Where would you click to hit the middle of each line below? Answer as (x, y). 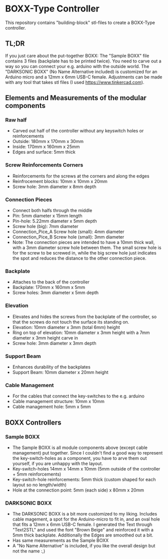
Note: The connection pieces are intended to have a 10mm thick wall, (83, 242)
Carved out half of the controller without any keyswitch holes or (78, 131)
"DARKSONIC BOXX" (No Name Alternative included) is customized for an (81, 71)
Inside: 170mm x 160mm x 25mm (46, 147)
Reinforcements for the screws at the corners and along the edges (81, 176)
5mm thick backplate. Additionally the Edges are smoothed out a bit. (83, 535)
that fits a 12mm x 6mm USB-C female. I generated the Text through (82, 524)
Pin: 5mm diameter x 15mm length (47, 216)
